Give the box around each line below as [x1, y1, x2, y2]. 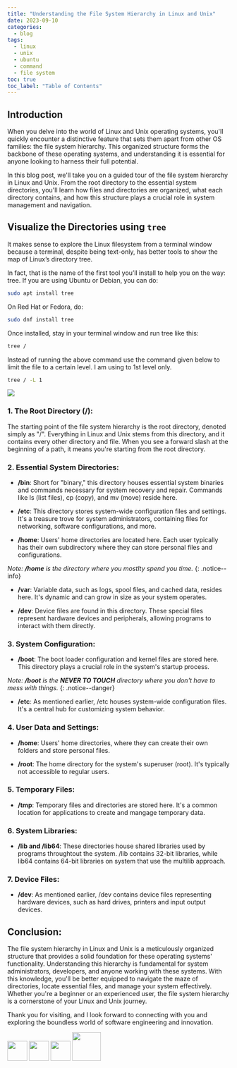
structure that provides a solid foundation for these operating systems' [7, 952, 213, 961]
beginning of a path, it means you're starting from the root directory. [7, 445, 206, 453]
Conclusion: [7, 926, 62, 938]
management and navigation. [7, 201, 92, 209]
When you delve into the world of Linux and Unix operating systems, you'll [7, 128, 224, 136]
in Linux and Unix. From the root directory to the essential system [7, 178, 197, 187]
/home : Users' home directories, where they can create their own [17, 738, 208, 747]
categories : [7, 23, 42, 30]
